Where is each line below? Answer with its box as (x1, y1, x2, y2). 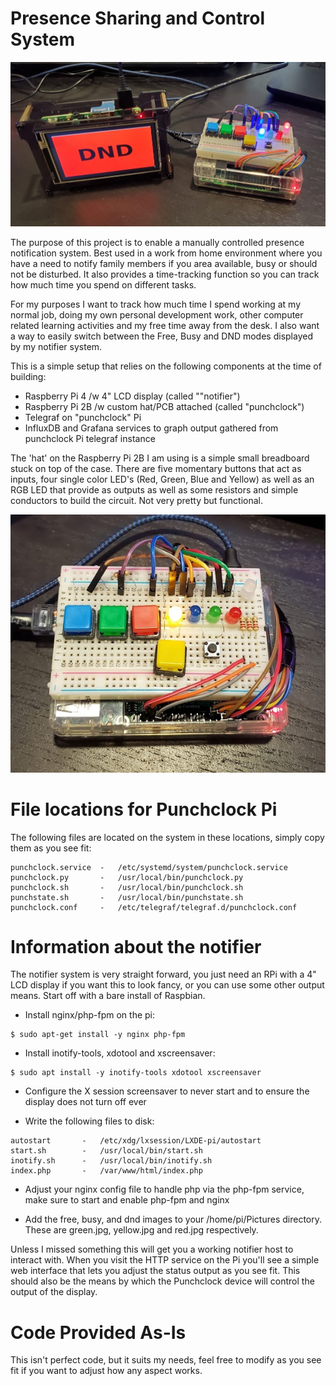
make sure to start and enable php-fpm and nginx (24, 1194, 230, 1206)
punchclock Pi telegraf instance (24, 433, 156, 445)
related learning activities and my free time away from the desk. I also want (10, 320, 320, 332)
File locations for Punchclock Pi (10, 798, 278, 821)
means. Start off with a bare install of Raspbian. (10, 990, 206, 1002)
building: (10, 371, 47, 383)
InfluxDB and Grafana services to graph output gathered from (24, 422, 279, 434)
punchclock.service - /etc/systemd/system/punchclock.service (10, 862, 288, 872)
